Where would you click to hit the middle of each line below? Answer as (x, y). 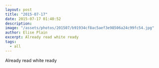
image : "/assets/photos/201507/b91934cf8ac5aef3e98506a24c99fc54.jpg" (80, 28)
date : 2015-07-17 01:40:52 (33, 19)
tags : (11, 42)
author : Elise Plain (27, 33)
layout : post (19, 10)
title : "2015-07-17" (27, 14)
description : (19, 23)
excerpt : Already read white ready (42, 37)
